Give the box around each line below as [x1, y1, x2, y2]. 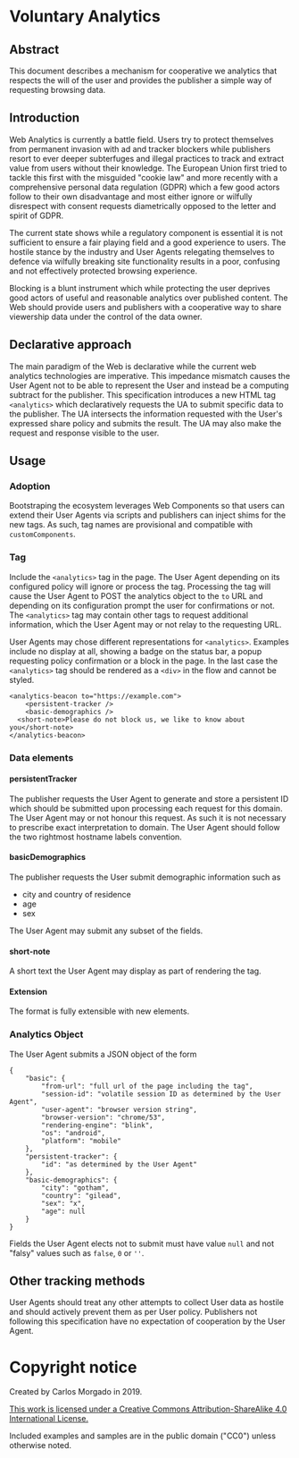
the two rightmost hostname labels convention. [9, 831, 183, 842]
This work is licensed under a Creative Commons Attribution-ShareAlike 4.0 [9, 1403, 287, 1414]
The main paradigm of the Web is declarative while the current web [9, 360, 257, 372]
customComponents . [9, 529, 76, 540]
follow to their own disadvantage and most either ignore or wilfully [9, 190, 253, 202]
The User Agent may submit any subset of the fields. [9, 925, 203, 936]
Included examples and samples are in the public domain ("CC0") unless [9, 1430, 277, 1441]
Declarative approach [9, 337, 132, 352]
